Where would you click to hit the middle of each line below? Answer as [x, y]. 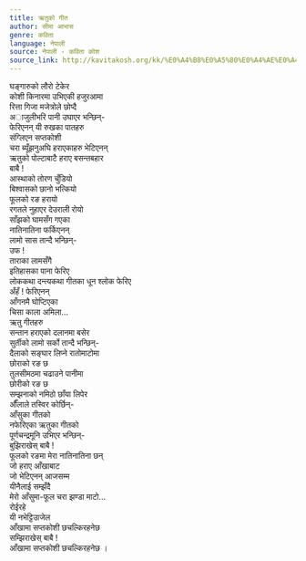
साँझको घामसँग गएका [40, 219]
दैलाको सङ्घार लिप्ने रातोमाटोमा [55, 353]
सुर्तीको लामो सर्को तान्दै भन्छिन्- [55, 343]
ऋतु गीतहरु [26, 322]
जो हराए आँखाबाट [35, 466]
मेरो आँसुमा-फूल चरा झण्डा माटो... [58, 497]
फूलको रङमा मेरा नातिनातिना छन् [56, 456]
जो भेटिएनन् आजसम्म [40, 476]
